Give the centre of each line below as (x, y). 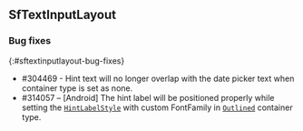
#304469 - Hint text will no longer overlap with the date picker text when (158, 78)
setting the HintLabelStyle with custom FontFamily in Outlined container (157, 107)
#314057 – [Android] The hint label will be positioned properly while (148, 97)
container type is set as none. (77, 88)
